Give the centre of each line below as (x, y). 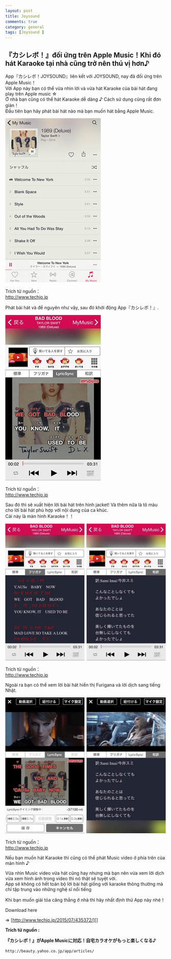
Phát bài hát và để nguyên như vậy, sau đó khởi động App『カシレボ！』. (82, 307)
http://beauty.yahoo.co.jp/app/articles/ (50, 951)
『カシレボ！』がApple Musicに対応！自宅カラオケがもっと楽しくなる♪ (81, 940)
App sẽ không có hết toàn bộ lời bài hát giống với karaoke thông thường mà (84, 884)
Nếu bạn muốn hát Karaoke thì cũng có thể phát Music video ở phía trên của (85, 858)
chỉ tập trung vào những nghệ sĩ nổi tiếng (48, 889)
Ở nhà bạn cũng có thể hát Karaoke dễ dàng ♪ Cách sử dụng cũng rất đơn (83, 99)
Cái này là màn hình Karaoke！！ (40, 516)
